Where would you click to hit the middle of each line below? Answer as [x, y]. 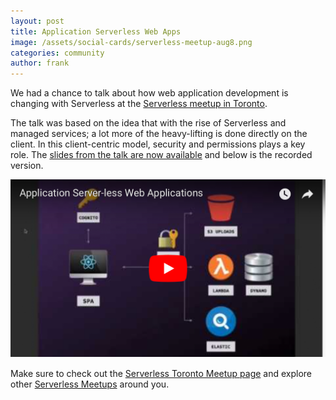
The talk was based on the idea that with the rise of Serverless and [148, 123]
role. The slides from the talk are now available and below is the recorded [161, 155]
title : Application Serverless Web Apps [96, 31]
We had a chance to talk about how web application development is [149, 93]
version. [27, 166]
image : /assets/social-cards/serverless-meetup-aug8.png [131, 42]
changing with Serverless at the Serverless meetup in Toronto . [139, 104]
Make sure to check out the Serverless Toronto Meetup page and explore [161, 373]
